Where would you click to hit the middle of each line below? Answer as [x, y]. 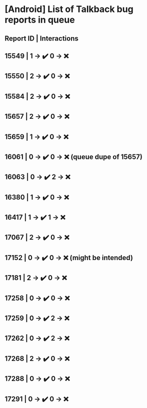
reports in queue [40, 20]
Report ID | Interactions [41, 38]
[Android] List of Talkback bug [69, 9]
